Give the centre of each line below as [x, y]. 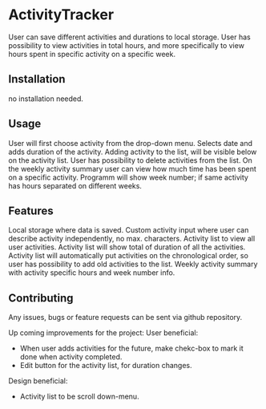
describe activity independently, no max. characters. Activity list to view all [132, 239]
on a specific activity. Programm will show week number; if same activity [128, 177]
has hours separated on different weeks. [75, 185]
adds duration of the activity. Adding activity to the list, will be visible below [133, 152]
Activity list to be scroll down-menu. [79, 397]
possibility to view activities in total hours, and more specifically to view [126, 45]
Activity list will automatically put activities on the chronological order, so [128, 256]
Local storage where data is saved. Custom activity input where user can [129, 230]
